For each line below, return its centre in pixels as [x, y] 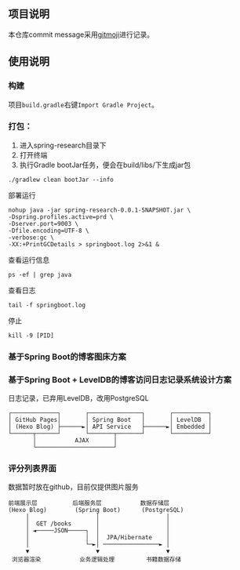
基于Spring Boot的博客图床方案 [67, 357]
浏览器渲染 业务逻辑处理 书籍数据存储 [96, 560]
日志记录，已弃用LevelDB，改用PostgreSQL [78, 398]
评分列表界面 [33, 468]
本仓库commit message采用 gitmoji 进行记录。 [81, 34]
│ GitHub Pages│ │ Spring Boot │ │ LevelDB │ [110, 420]
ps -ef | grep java [40, 274]
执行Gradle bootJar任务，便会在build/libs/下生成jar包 [105, 165]
